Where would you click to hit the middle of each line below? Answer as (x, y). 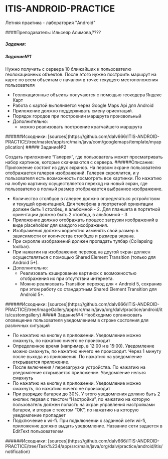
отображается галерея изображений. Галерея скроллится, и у (72, 173)
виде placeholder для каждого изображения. (60, 225)
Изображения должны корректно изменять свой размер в (75, 231)
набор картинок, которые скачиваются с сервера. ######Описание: (79, 162)
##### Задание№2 (46, 147)
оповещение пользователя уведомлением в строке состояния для (77, 320)
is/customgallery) (23, 315)
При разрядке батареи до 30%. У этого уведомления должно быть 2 (86, 394)
